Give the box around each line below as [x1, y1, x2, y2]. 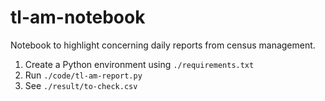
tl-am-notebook [10, 6, 146, 29]
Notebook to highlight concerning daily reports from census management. [10, 39, 316, 51]
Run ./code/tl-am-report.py [24, 69, 143, 81]
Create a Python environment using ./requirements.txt [24, 58, 255, 70]
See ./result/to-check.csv [24, 79, 138, 91]
